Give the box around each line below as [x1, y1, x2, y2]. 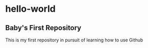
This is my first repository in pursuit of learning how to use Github [5, 37, 143, 43]
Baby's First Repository [5, 23, 82, 32]
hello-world [5, 3, 56, 15]
